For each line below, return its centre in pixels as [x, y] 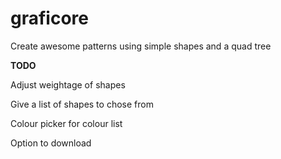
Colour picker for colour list [66, 123]
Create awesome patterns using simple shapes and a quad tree [141, 46]
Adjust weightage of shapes [68, 84]
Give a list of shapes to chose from [82, 104]
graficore [49, 18]
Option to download [51, 143]
